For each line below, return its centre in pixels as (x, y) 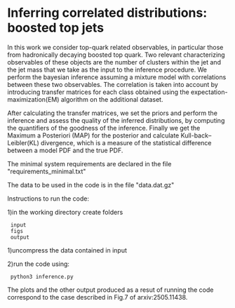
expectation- (209, 92)
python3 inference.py (42, 276)
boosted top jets (56, 28)
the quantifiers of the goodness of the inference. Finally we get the (104, 128)
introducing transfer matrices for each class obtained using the (98, 92)
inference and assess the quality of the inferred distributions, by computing (116, 120)
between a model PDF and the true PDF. (65, 150)
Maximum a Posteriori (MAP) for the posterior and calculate (93, 135)
